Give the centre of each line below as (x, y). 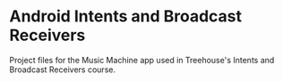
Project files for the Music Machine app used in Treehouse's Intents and (142, 60)
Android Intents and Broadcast (125, 16)
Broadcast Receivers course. (63, 70)
